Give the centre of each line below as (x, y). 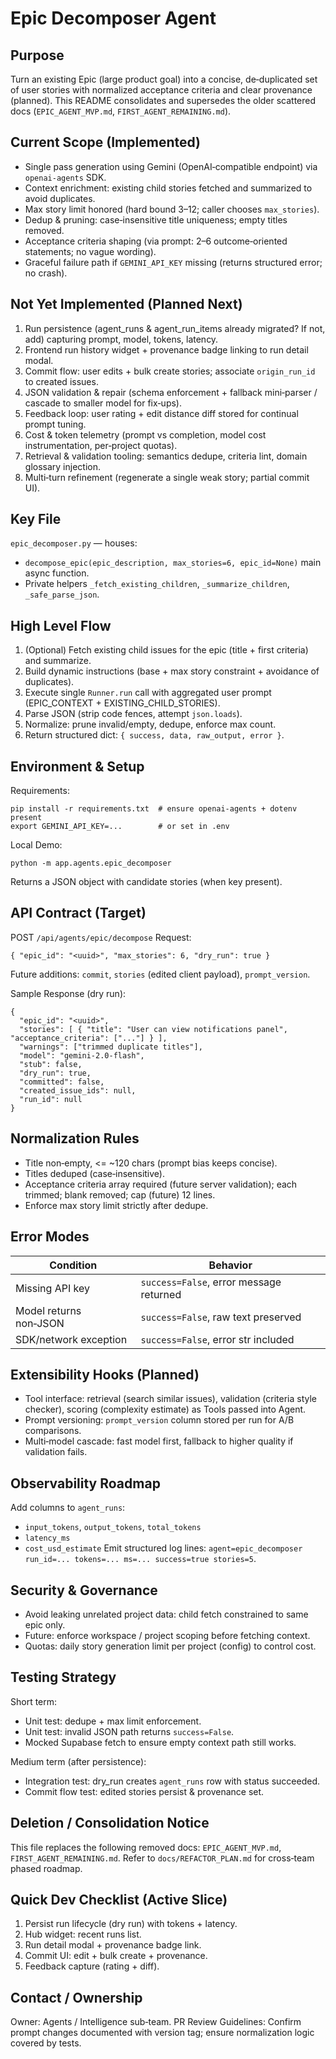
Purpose (37, 55)
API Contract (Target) (78, 913)
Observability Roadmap (85, 1483)
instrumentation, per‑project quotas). (101, 445)
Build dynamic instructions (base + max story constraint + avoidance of (172, 671)
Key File (36, 519)
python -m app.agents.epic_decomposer (91, 863)
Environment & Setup (77, 766)
